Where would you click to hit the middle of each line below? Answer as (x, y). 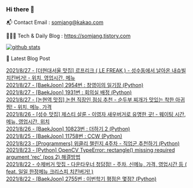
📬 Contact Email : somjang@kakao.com (55, 22)
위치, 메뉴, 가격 (35, 107)
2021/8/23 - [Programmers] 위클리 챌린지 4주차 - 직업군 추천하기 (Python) (93, 144)
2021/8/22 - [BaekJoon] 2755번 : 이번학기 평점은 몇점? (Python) (81, 179)
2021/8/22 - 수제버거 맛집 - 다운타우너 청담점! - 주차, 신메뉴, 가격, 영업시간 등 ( (96, 164)
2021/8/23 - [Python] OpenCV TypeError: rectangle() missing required (91, 150)
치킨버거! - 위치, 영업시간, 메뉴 (41, 78)
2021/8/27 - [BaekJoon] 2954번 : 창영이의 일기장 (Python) (75, 85)
